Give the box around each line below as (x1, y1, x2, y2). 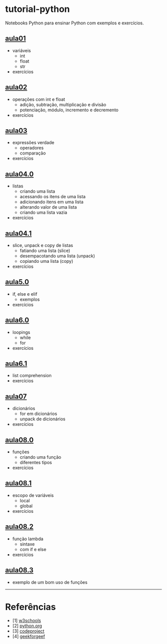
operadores (19, 145, 44, 151)
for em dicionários (19, 411, 57, 417)
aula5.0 (5, 278, 29, 286)
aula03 (5, 126, 27, 135)
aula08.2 (5, 523, 34, 531)
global (19, 503, 33, 509)
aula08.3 (5, 566, 34, 574)
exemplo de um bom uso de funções (12, 579, 88, 585)
